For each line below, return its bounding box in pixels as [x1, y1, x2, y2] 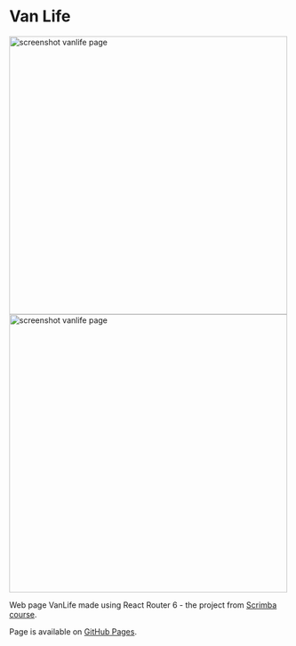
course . [9, 609, 37, 619]
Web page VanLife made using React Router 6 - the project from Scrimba [9, 599, 277, 610]
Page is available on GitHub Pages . [9, 626, 138, 637]
